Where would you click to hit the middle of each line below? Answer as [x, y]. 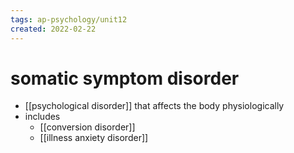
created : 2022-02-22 [53, 29]
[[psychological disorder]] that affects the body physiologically [154, 106]
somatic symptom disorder [125, 78]
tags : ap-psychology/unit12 [69, 19]
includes [42, 117]
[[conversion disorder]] [87, 127]
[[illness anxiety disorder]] [94, 138]
